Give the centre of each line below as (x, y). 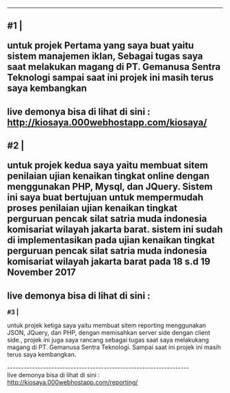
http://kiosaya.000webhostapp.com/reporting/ (73, 382)
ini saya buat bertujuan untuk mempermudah (105, 198)
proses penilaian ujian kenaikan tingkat (92, 208)
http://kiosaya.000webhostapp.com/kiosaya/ (107, 122)
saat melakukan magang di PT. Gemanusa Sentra (114, 67)
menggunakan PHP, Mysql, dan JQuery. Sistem (110, 187)
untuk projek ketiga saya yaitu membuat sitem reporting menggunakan (107, 325)
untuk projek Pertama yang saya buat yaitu (101, 46)
